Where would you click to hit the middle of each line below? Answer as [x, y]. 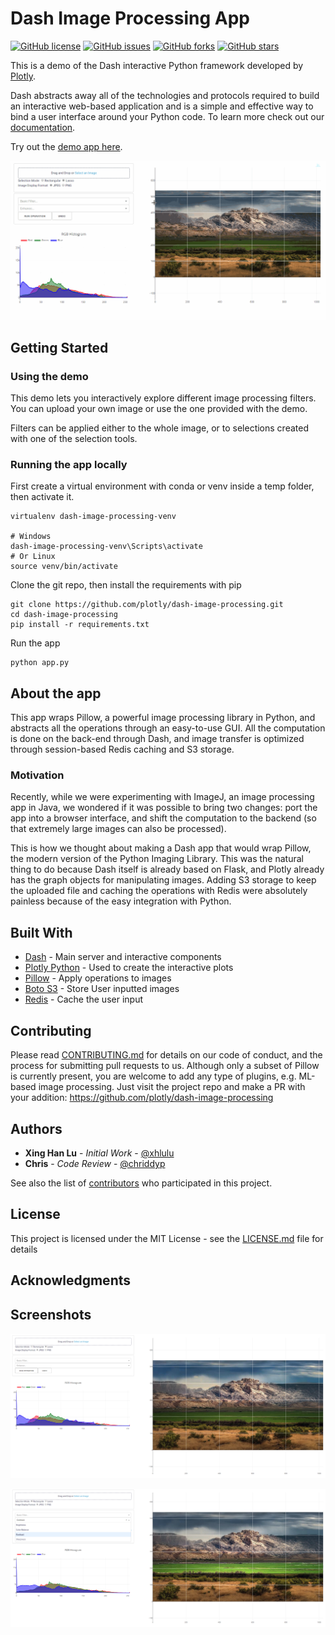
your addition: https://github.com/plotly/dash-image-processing [142, 1098]
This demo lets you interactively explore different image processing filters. [163, 398]
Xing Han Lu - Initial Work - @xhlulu [99, 1153]
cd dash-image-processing [64, 615]
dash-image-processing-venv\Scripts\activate [106, 547]
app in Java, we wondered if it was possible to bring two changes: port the [164, 808]
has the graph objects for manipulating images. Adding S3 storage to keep [163, 880]
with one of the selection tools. [74, 439]
